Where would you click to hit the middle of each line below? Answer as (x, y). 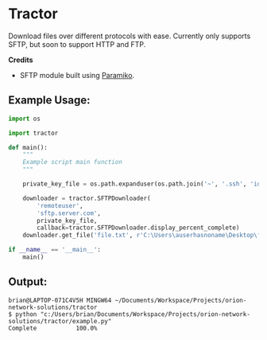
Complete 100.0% (53, 328)
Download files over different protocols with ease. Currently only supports (130, 36)
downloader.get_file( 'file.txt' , (78, 236)
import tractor (33, 133)
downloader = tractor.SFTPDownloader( (87, 198)
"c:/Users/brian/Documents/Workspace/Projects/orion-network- (145, 314)
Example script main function (73, 162)
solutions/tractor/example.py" (60, 321)
